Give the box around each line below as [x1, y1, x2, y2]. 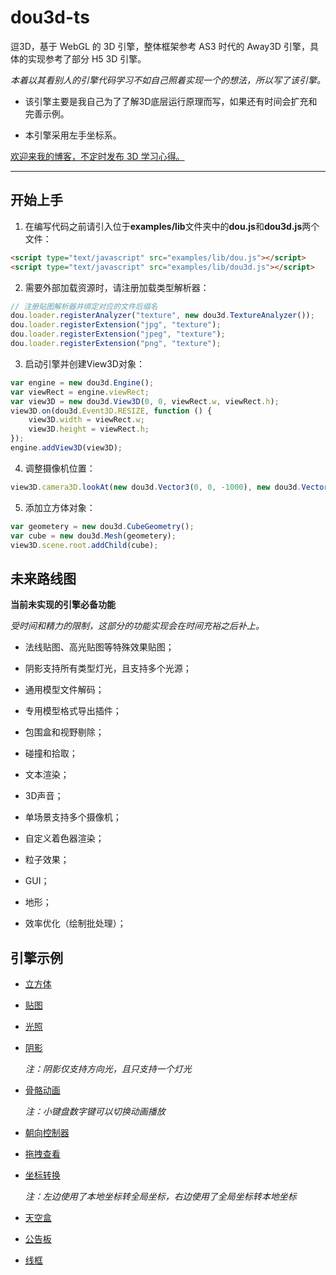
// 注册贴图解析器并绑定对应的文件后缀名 [10, 301, 158, 311]
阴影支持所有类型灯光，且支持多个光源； [24, 662, 192, 675]
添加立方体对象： [24, 501, 96, 513]
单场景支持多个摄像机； [24, 811, 122, 823]
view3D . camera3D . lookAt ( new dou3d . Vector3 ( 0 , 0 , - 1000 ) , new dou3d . [10, 482, 302, 492]
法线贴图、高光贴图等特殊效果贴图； [24, 641, 175, 653]
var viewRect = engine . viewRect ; [10, 387, 150, 397]
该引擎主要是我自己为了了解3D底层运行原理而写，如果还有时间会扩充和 [24, 95, 318, 107]
